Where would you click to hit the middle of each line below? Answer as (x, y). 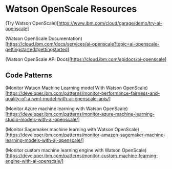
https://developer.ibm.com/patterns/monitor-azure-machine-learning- (81, 114)
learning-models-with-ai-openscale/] (45, 140)
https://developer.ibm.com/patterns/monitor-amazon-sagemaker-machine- (86, 135)
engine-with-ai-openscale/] (35, 161)
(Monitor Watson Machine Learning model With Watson (63, 88)
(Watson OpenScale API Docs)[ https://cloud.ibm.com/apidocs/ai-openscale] (86, 59)
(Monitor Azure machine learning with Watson (54, 109)
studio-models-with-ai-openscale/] (42, 119)
